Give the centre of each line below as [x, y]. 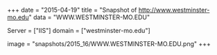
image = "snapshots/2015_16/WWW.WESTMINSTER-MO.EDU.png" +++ [109, 44]
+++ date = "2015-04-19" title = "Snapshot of [72, 10]
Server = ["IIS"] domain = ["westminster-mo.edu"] [79, 31]
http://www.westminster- [174, 10]
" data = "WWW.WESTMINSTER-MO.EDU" [89, 17]
